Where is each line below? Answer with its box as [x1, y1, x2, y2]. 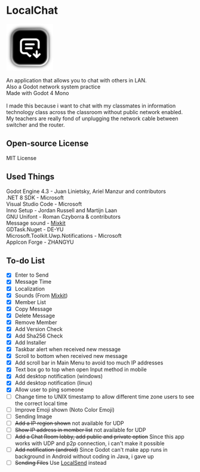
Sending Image [14, 413, 53, 420]
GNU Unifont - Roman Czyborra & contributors [6, 213, 121, 220]
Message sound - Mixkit [6, 219, 66, 226]
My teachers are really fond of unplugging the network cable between [6, 115, 179, 122]
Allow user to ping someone [14, 386, 84, 393]
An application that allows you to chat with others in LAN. [6, 76, 147, 84]
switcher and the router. [6, 121, 65, 128]
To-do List [6, 255, 45, 266]
